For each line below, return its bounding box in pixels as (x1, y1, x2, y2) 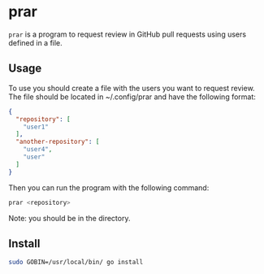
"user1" (23, 123, 49, 131)
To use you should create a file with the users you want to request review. (8, 83, 255, 93)
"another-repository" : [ (15, 137, 100, 146)
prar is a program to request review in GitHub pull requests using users (8, 29, 246, 39)
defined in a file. (8, 37, 63, 47)
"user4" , (23, 146, 53, 154)
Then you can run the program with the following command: (8, 182, 210, 193)
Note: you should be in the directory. (8, 213, 131, 223)
